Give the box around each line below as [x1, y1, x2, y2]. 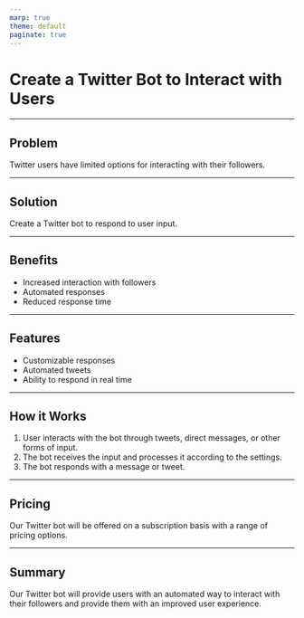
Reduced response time [22, 296, 111, 307]
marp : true [9, 13, 51, 23]
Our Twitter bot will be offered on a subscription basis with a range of [9, 520, 269, 531]
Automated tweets [22, 364, 91, 376]
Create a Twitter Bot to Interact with [9, 69, 282, 90]
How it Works [9, 408, 87, 423]
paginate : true [9, 30, 67, 39]
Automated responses [22, 286, 106, 297]
